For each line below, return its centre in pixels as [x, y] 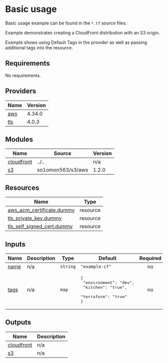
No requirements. [23, 75]
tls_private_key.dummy [35, 218]
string [68, 266]
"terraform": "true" [104, 297]
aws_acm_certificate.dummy [41, 210]
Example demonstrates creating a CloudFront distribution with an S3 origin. [82, 32]
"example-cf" [96, 266]
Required [150, 258]
